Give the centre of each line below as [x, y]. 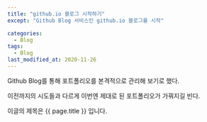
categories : [25, 33]
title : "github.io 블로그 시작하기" [56, 14]
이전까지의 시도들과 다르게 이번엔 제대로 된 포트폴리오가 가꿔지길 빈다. [104, 96]
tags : [15, 47]
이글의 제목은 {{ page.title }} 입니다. [57, 111]
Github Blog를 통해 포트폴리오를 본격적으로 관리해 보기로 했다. [94, 81]
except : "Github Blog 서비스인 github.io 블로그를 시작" [86, 21]
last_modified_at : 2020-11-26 [52, 60]
